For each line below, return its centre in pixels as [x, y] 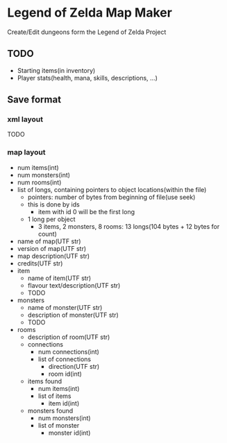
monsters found [50, 410]
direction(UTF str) [74, 366]
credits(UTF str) [40, 263]
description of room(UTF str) [69, 337]
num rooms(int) [39, 182]
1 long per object [51, 219]
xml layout [25, 119]
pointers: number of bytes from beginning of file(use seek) [111, 197]
